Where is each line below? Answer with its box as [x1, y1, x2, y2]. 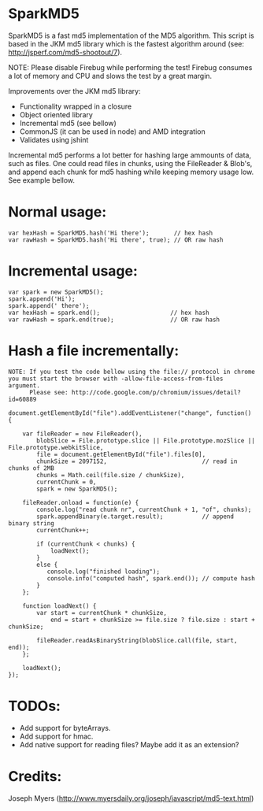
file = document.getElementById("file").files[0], [36, 450, 206, 458]
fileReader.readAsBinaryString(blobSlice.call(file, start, [36, 636, 238, 644]
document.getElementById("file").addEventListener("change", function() [8, 409, 252, 417]
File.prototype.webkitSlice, [8, 443, 104, 451]
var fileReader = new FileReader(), [22, 430, 143, 438]
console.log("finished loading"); [46, 568, 160, 576]
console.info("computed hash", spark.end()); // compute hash [46, 574, 256, 583]
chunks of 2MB [8, 464, 55, 472]
